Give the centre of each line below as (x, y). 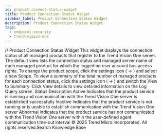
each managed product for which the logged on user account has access (79, 65)
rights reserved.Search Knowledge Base (45, 127)
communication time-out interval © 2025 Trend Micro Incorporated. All (76, 122)
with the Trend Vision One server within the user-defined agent (68, 117)
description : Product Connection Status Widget (54, 23)
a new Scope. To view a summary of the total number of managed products (81, 76)
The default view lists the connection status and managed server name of (79, 60)
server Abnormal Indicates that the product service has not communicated (80, 112)
